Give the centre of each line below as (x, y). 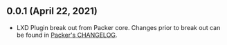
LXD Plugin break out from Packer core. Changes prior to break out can (118, 27)
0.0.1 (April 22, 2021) (52, 11)
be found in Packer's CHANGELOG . (67, 35)
